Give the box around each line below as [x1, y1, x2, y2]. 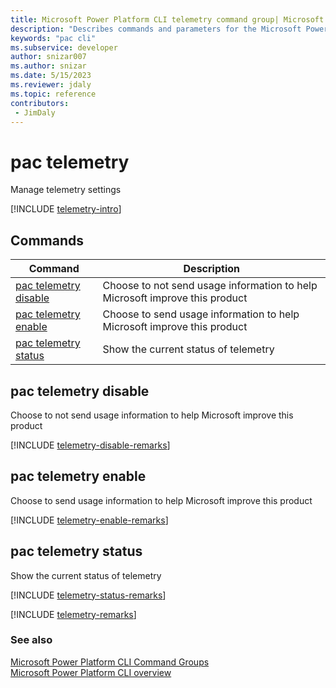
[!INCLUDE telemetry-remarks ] [10, 608, 137, 620]
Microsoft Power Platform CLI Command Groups [10, 656, 210, 668]
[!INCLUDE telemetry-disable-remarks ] [10, 439, 171, 451]
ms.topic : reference [10, 89, 97, 99]
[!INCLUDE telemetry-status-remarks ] [10, 589, 167, 601]
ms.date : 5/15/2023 [10, 71, 92, 81]
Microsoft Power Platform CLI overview [10, 666, 172, 678]
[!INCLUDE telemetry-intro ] [10, 203, 122, 215]
